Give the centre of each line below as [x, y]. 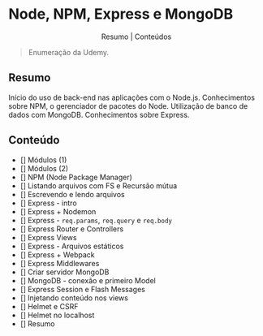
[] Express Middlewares [60, 263]
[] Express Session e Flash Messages [83, 289]
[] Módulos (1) [43, 160]
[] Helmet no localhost [57, 315]
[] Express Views [48, 237]
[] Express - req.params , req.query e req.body [96, 220]
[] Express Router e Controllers [72, 229]
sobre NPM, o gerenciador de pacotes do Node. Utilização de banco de [128, 106]
